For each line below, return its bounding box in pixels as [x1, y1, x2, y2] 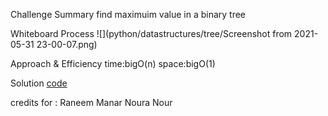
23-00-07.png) [36, 39, 98, 50]
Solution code [10, 77, 68, 89]
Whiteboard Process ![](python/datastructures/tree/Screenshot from [10, 28, 293, 39]
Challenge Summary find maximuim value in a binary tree [10, 9, 247, 20]
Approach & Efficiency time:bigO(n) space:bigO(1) [10, 58, 216, 69]
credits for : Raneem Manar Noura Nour [10, 97, 173, 108]
